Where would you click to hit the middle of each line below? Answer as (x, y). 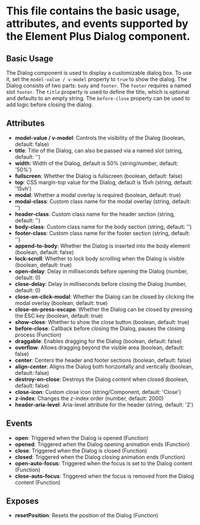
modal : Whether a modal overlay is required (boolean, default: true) (98, 195)
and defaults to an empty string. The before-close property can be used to (98, 98)
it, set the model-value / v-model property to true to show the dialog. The (97, 79)
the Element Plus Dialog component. (98, 36)
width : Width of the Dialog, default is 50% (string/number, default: (96, 163)
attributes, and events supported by (97, 24)
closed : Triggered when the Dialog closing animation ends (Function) (100, 457)
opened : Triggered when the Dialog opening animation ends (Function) (102, 444)
